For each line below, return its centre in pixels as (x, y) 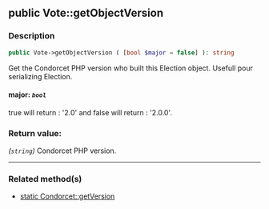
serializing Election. (40, 76)
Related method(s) (45, 179)
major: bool (27, 94)
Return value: (35, 133)
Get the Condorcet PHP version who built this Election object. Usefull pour (131, 68)
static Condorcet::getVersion (67, 196)
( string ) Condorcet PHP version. (62, 151)
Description (32, 36)
